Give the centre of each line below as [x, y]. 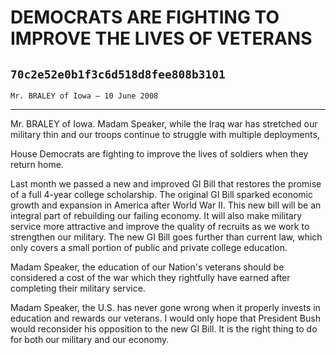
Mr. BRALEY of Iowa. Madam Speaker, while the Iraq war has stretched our [164, 124]
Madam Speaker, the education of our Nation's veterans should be [147, 267]
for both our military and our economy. [90, 339]
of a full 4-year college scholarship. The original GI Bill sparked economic [161, 194]
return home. [37, 164]
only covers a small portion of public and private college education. [149, 247]
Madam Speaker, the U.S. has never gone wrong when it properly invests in [165, 307]
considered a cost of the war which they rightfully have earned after [150, 277]
